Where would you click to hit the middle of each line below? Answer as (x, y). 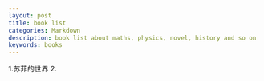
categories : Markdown (45, 30)
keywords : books (35, 45)
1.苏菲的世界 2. (33, 69)
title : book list (37, 23)
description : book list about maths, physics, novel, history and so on (132, 38)
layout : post (30, 15)
